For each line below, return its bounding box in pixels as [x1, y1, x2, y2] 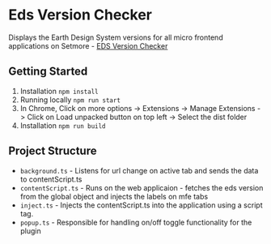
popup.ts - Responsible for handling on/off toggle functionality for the [19, 217, 252, 227]
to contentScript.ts [19, 174, 83, 184]
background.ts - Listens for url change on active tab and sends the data [19, 165, 259, 175]
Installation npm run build [19, 120, 107, 131]
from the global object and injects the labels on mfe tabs [19, 191, 209, 201]
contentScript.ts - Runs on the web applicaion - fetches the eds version [19, 182, 264, 192]
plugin [19, 225, 42, 236]
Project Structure [8, 144, 97, 158]
